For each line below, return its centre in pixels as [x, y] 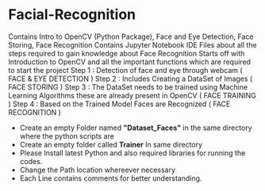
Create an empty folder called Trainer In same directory [111, 144]
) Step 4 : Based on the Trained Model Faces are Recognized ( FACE [119, 104]
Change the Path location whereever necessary [98, 170]
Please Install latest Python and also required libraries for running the [132, 153]
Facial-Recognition [72, 15]
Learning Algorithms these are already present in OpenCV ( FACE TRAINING [132, 95]
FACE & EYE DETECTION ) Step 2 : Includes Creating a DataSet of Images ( [131, 78]
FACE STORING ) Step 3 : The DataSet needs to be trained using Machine [128, 87]
